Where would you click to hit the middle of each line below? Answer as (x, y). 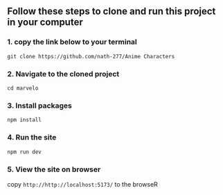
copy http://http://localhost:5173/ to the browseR (82, 184)
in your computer (45, 23)
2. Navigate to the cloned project (63, 74)
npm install (24, 120)
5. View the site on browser (54, 169)
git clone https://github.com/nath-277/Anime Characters (91, 56)
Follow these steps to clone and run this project (111, 11)
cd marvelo (23, 88)
